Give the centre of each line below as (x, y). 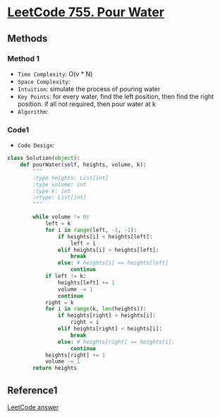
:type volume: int (60, 185)
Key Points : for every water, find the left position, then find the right (116, 96)
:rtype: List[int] (60, 198)
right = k (59, 302)
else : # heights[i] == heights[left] (113, 263)
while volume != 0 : (61, 217)
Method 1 (24, 59)
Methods (28, 39)
